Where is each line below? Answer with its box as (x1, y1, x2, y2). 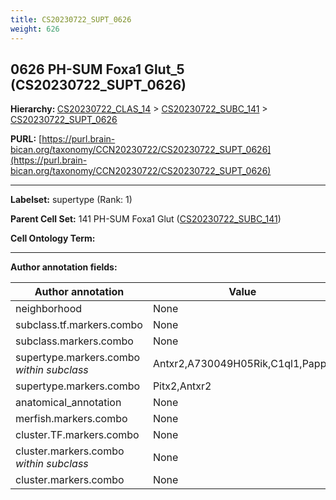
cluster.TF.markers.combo (15, 428, 140, 442)
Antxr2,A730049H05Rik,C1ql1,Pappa (152, 357, 333, 371)
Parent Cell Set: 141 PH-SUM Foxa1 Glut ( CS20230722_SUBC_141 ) (10, 213, 282, 225)
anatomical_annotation (15, 396, 122, 410)
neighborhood (15, 302, 83, 316)
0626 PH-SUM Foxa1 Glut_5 (10, 61, 185, 78)
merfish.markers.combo (15, 412, 128, 426)
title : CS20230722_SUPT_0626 (10, 14, 132, 25)
